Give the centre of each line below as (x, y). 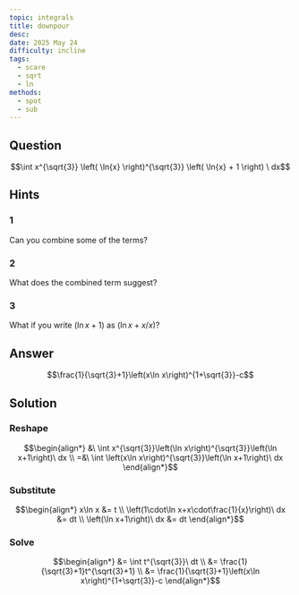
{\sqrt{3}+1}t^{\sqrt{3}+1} (88, 571)
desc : (19, 34)
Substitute (33, 490)
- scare (32, 68)
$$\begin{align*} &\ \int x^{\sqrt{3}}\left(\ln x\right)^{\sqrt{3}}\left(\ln (150, 447)
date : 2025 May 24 (43, 42)
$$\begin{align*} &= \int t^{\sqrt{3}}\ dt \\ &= (136, 562)
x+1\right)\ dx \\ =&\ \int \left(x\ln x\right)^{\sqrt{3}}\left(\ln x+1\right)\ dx (150, 457)
